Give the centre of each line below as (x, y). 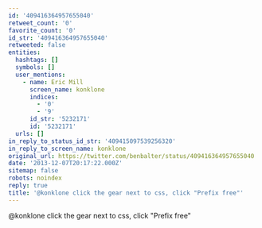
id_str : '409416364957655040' (59, 38)
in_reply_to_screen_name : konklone (67, 149)
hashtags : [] (37, 60)
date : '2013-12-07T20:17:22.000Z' (66, 164)
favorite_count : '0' (43, 30)
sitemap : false (33, 171)
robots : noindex (35, 178)
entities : (25, 52)
